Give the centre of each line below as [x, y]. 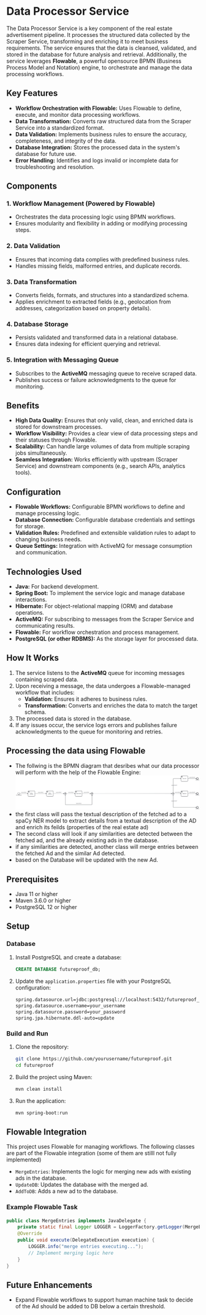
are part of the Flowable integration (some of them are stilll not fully [91, 1153]
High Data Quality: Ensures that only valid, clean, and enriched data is [104, 420]
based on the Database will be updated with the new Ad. [86, 860]
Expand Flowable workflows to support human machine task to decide [104, 1300]
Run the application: [40, 1101]
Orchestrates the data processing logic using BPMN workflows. [95, 217]
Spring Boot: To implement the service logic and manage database [100, 593]
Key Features [32, 93]
